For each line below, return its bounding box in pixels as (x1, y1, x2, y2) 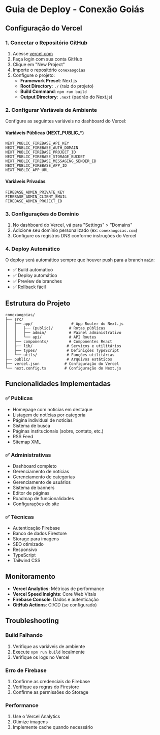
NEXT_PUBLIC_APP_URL (5, 168, 49, 173)
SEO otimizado (12, 541, 44, 547)
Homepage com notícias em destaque (12, 406, 93, 412)
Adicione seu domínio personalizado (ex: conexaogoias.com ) (12, 227, 138, 233)
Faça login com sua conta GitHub (12, 56, 83, 62)
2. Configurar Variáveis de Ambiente (5, 106, 98, 113)
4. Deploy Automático (5, 245, 60, 252)
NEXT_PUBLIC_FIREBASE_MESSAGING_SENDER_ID (5, 159, 97, 164)
